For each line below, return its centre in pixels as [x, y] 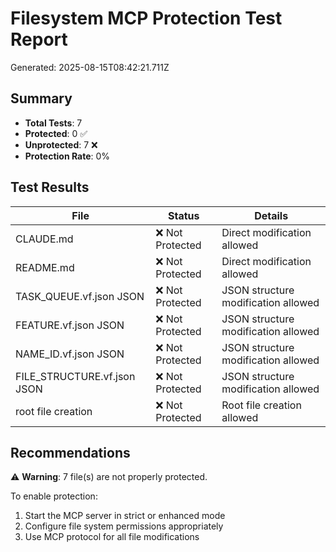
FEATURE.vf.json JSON [70, 325]
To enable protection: [54, 496]
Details [271, 215]
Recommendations [70, 452]
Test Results [50, 187]
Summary [41, 98]
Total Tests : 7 [53, 123]
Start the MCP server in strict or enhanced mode [125, 516]
